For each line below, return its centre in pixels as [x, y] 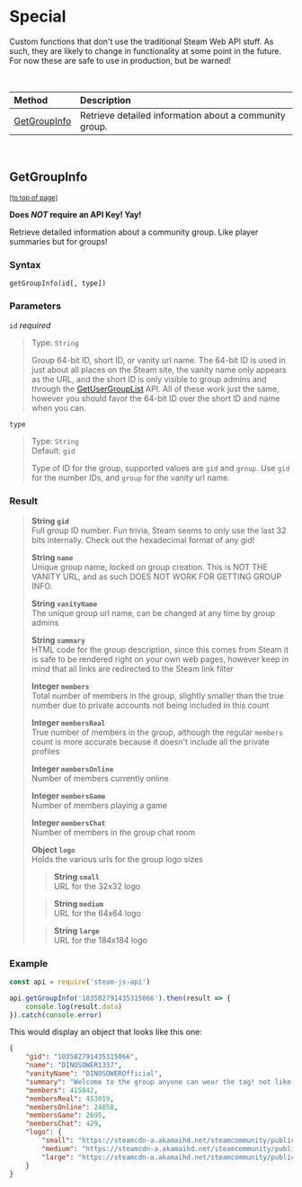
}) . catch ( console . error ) [56, 1015]
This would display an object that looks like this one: [106, 1032]
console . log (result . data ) [74, 1006]
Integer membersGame [68, 795]
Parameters [35, 306]
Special [38, 17]
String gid [50, 521]
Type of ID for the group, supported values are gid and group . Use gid [160, 469]
